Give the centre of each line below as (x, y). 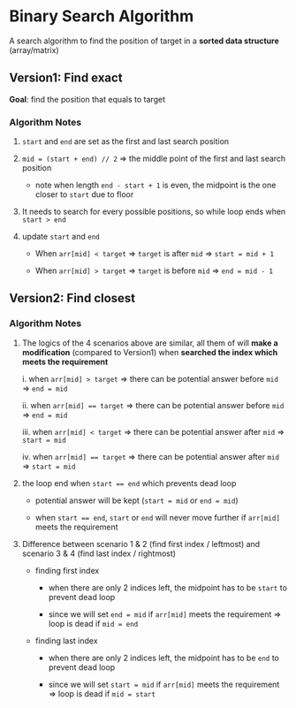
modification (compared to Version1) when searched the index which (150, 352)
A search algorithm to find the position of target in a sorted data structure (144, 41)
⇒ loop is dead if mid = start (102, 693)
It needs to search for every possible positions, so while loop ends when (154, 212)
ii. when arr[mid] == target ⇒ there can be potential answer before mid (153, 405)
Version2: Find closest (72, 298)
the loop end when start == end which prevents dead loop (129, 483)
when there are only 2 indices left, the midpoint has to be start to (167, 587)
